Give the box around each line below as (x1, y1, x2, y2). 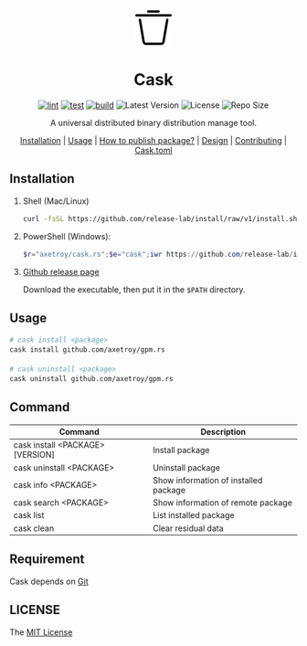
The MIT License (9, 626, 73, 638)
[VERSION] (13, 450, 56, 461)
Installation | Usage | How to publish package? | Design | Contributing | (19, 134, 288, 145)
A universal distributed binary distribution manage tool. (49, 117, 258, 128)
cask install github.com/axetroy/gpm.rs (9, 345, 166, 355)
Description (200, 427, 247, 437)
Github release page (22, 266, 100, 277)
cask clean (13, 523, 55, 534)
